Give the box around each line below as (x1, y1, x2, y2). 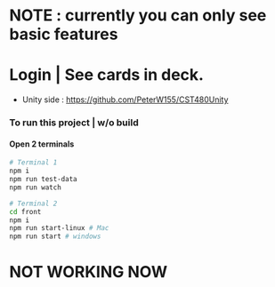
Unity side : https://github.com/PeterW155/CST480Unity (21, 94, 229, 105)
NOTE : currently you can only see (9, 5, 267, 26)
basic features (9, 24, 118, 44)
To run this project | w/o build (9, 116, 140, 129)
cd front (9, 207, 42, 216)
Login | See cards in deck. (9, 65, 205, 85)
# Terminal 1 (9, 158, 58, 167)
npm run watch (9, 183, 62, 192)
